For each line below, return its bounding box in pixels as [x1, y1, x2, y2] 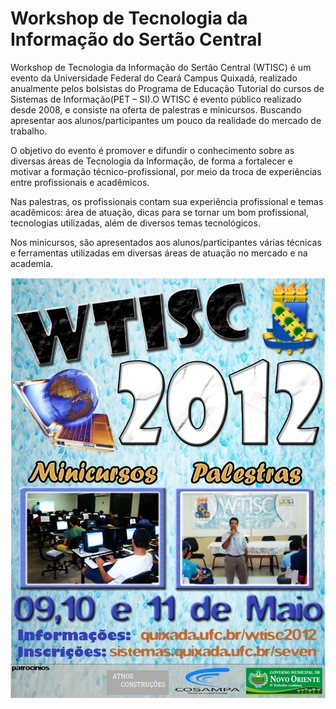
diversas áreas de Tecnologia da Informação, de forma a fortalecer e [10, 155, 293, 167]
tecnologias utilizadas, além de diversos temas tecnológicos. [10, 217, 261, 229]
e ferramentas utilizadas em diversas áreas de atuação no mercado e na [10, 247, 308, 259]
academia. [10, 257, 54, 269]
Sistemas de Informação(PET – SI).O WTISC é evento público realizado [10, 93, 302, 105]
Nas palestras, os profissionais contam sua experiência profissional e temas [10, 195, 324, 207]
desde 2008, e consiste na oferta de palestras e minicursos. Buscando [10, 103, 302, 116]
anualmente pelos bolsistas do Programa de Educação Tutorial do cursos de [10, 82, 325, 94]
